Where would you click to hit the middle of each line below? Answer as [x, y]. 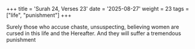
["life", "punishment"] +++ [39, 15]
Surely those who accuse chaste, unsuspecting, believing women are [93, 27]
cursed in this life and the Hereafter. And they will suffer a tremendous [94, 33]
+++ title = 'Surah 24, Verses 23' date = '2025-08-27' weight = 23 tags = [98, 9]
